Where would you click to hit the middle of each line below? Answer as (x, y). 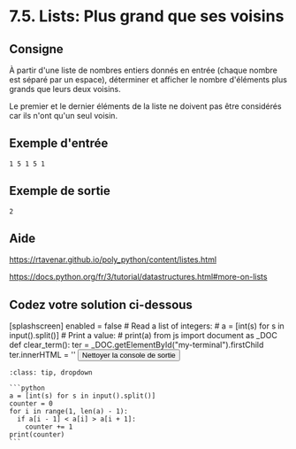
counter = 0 (31, 404)
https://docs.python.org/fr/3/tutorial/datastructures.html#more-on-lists (138, 277)
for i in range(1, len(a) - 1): (68, 412)
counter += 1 (49, 427)
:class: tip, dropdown (51, 373)
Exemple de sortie (60, 191)
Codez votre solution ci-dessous (101, 304)
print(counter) (37, 435)
